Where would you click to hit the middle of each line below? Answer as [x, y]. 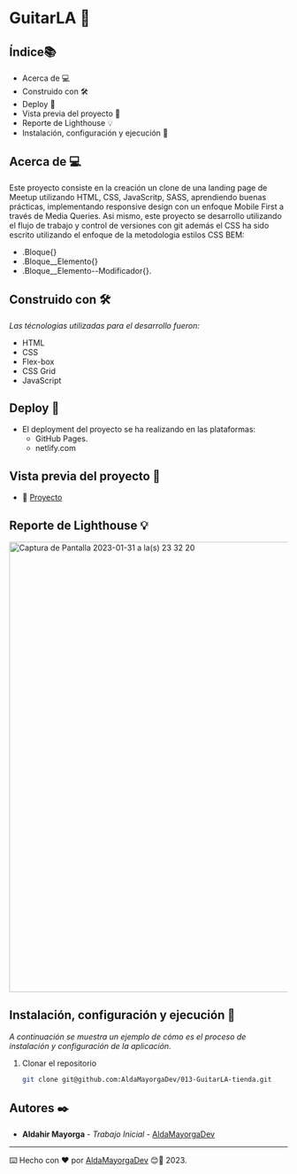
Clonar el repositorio [59, 1063]
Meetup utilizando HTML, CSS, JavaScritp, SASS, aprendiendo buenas [138, 197]
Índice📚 [33, 52]
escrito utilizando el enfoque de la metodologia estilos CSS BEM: [127, 235]
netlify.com [56, 448]
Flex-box [38, 362]
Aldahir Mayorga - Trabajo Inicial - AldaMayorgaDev [118, 1134]
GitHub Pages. [61, 439]
